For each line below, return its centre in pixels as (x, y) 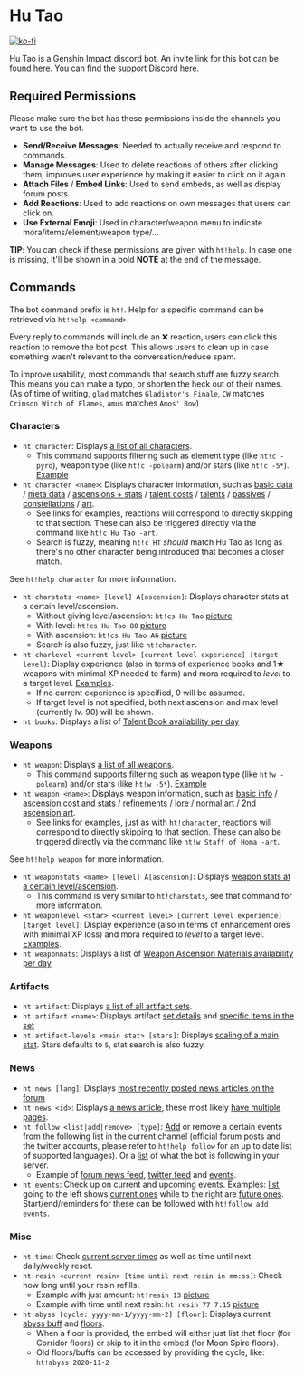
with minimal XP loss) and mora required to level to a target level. (143, 934)
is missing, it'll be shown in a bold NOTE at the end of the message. (135, 259)
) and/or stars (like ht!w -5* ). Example (136, 784)
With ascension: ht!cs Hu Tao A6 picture (112, 635)
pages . (35, 1117)
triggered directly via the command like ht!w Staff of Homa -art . (158, 842)
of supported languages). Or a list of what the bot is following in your (151, 1155)
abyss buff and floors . (63, 1323)
